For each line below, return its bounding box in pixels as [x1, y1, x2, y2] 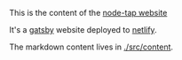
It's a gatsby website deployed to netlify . [9, 25, 157, 34]
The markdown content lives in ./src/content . [9, 41, 174, 52]
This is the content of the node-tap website [9, 8, 168, 18]
